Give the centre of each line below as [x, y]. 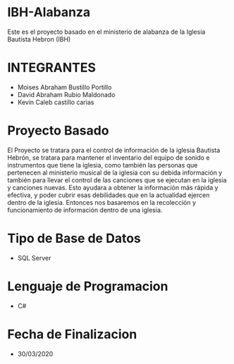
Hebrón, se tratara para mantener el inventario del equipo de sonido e [109, 157]
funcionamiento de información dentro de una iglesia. [85, 210]
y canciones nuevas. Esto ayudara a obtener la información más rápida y [113, 187]
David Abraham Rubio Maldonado [66, 94]
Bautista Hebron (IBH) [39, 39]
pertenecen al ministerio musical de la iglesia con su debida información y [115, 172]
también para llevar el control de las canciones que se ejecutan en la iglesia [117, 180]
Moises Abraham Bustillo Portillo [64, 87]
